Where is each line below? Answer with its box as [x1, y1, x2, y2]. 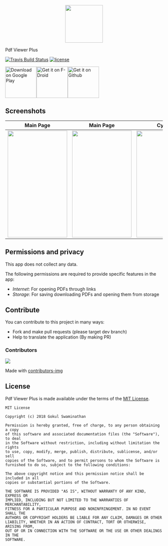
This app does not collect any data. [5, 261, 78, 267]
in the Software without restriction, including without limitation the [5, 440, 160, 446]
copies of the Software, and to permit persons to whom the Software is [5, 458, 160, 463]
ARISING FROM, [5, 524, 35, 529]
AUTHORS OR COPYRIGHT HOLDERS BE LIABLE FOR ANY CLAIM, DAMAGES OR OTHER [5, 515, 162, 520]
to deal [5, 436, 21, 441]
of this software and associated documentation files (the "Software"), [5, 431, 160, 436]
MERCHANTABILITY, [5, 502, 41, 507]
